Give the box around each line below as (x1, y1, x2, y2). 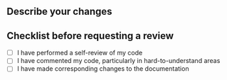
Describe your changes (6, 6, 112, 18)
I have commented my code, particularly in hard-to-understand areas (16, 57, 221, 65)
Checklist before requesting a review (6, 30, 174, 42)
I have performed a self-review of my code (16, 49, 143, 57)
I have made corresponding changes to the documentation (16, 64, 189, 73)
